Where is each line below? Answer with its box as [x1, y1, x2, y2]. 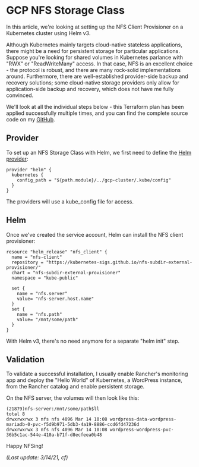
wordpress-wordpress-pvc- [109, 427, 174, 433]
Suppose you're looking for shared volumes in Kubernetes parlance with [6, 54, 183, 61]
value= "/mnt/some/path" [17, 316, 78, 322]
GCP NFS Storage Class [6, 4, 125, 17]
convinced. [6, 92, 34, 99]
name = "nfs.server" [17, 290, 68, 296]
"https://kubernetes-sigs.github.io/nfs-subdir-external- [46, 259, 193, 265]
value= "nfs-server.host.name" [17, 296, 94, 302]
